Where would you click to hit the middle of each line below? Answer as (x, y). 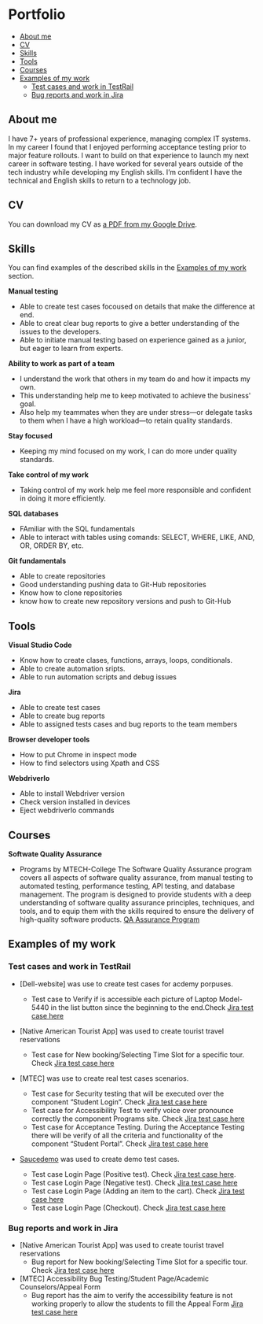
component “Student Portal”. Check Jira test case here (120, 1144)
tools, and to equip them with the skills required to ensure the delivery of (137, 911)
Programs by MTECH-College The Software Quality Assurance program (136, 869)
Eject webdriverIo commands (67, 810)
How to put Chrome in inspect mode (78, 755)
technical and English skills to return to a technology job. (99, 180)
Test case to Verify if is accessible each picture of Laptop (124, 999)
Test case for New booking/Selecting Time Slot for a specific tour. (138, 1054)
